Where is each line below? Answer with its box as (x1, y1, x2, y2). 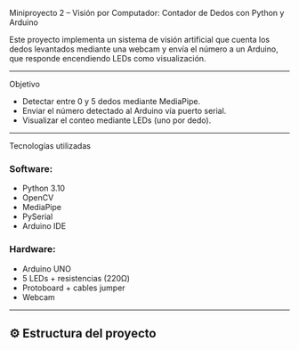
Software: (9, 162, 53, 175)
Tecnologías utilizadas (9, 141, 92, 151)
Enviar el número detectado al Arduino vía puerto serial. (21, 106, 227, 116)
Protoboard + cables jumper (21, 282, 126, 293)
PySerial (21, 211, 53, 222)
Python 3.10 (21, 183, 65, 194)
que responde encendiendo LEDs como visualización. (9, 53, 206, 63)
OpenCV (21, 192, 54, 203)
